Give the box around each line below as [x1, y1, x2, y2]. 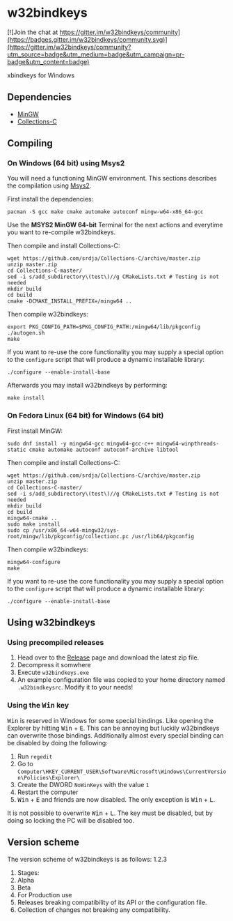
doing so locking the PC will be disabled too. [7, 816, 134, 824]
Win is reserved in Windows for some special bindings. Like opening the [7, 716, 214, 724]
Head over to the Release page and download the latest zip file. [17, 653, 200, 662]
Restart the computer [17, 788, 79, 796]
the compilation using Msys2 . [7, 181, 92, 190]
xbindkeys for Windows [7, 71, 75, 79]
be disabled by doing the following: [7, 738, 108, 747]
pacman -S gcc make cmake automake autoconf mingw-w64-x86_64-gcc [7, 208, 204, 215]
